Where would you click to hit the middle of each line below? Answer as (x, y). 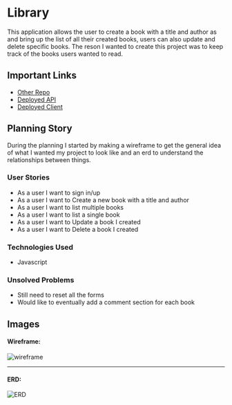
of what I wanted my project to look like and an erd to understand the (105, 152)
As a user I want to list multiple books (70, 207)
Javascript (32, 262)
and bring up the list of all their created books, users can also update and (111, 39)
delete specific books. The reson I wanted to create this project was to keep (115, 46)
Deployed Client (40, 107)
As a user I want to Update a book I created (79, 221)
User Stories (29, 177)
